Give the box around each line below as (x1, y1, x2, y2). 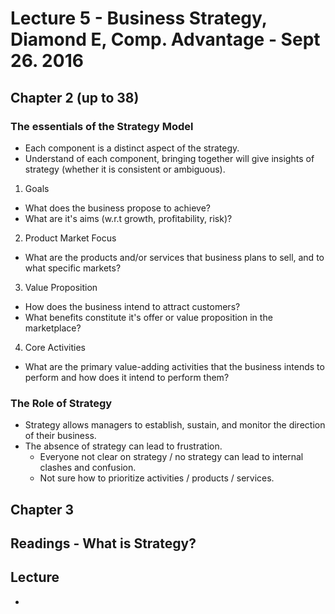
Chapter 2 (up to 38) (10, 89, 140, 106)
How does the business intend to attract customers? (24, 300, 241, 312)
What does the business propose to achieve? (24, 202, 212, 214)
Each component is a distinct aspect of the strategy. (24, 142, 240, 154)
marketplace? (24, 322, 82, 334)
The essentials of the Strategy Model (10, 119, 194, 133)
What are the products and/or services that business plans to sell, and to (24, 251, 325, 263)
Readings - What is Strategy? (10, 535, 197, 552)
